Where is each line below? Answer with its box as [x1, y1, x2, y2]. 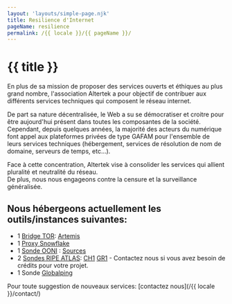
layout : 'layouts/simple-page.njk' [7, 10, 110, 17]
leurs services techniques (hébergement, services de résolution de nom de [7, 140, 222, 148]
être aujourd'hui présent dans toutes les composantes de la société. [7, 118, 201, 126]
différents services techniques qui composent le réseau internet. [7, 97, 192, 105]
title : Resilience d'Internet [7, 17, 95, 24]
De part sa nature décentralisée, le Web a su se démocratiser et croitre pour [7, 110, 224, 118]
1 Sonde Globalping [17, 269, 73, 277]
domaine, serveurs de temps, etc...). [7, 147, 111, 156]
